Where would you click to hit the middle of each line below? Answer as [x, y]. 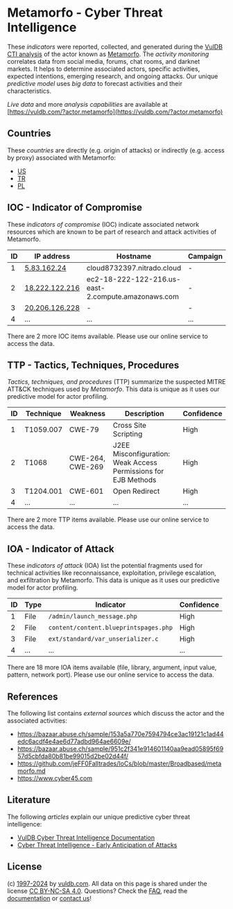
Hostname [134, 256]
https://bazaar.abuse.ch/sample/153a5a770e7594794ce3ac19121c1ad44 [120, 734]
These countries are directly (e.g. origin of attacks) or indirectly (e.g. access [116, 150]
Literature [29, 800]
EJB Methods [135, 480]
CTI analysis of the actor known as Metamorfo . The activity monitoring [108, 54]
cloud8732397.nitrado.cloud [134, 268]
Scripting [128, 434]
